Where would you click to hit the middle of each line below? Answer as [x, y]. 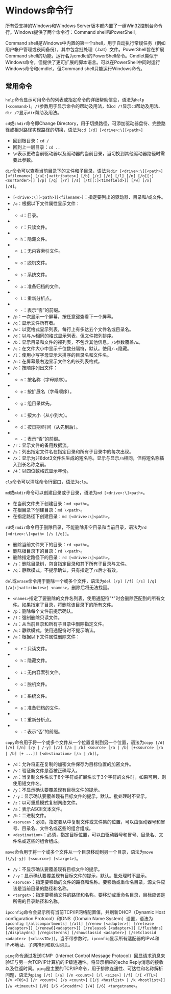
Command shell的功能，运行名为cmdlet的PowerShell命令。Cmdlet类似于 [82, 56]
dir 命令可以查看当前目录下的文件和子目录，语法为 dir [61, 171]
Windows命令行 [39, 11]
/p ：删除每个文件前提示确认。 [44, 611]
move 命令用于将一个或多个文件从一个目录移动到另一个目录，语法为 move [79, 852]
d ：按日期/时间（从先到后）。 [50, 427]
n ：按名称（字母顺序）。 [45, 379]
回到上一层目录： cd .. [36, 147]
